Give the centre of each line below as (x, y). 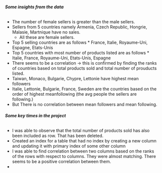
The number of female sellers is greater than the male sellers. (73, 22)
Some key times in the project (36, 115)
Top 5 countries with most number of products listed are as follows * (81, 53)
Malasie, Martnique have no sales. (46, 32)
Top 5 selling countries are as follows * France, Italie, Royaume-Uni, (80, 43)
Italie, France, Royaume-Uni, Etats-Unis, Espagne (61, 58)
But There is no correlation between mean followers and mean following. (85, 104)
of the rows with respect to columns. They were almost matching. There (84, 156)
